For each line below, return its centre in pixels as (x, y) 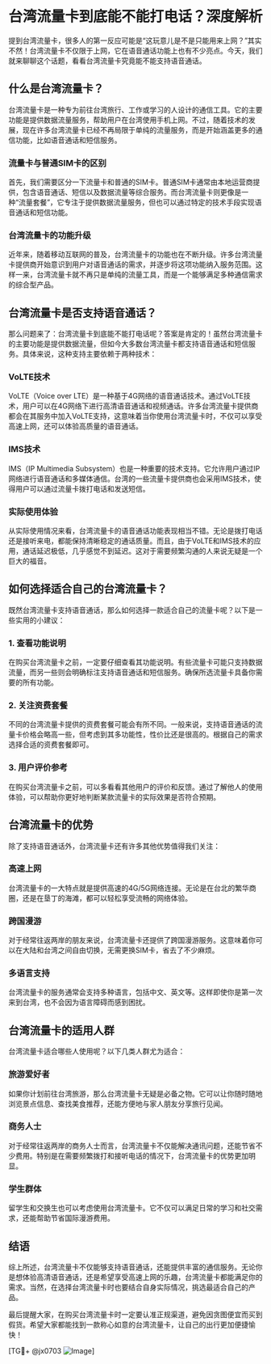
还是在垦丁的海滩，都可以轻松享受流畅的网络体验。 (107, 897)
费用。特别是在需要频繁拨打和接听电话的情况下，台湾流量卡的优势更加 (131, 1155)
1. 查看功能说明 (38, 643)
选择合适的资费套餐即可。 (51, 745)
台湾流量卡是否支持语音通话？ (83, 312)
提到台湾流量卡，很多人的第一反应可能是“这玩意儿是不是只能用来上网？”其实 (135, 40)
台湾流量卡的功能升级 (50, 235)
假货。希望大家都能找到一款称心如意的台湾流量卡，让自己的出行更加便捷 (128, 1324)
